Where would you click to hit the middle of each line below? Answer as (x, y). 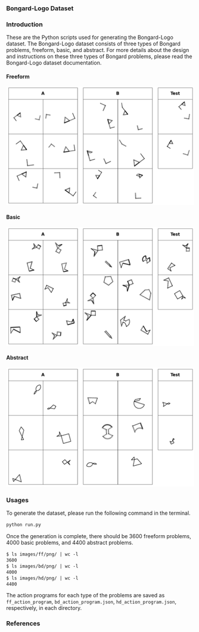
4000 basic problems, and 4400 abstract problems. (70, 542)
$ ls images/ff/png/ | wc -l (42, 554)
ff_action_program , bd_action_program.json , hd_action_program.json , (91, 602)
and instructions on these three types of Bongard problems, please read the (99, 57)
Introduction (24, 24)
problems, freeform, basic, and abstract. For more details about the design (98, 50)
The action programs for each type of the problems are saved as (85, 595)
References (23, 623)
